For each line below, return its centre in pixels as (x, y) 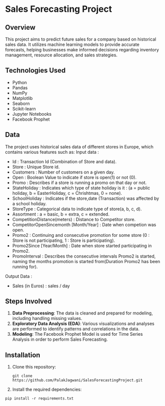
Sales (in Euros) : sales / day (41, 286)
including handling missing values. (47, 318)
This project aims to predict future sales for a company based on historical (81, 39)
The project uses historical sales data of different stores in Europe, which (79, 146)
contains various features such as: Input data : (52, 152)
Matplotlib (22, 98)
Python (19, 82)
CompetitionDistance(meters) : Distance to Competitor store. (74, 219)
